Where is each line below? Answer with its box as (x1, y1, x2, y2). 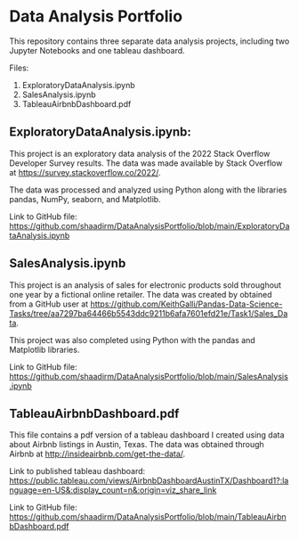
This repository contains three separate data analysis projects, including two (9, 36, 290, 46)
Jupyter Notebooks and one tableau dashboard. (9, 45, 185, 55)
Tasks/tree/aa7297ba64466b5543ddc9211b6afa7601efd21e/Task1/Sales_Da (9, 307, 288, 318)
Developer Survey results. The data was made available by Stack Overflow (9, 158, 283, 168)
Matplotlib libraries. (9, 344, 80, 355)
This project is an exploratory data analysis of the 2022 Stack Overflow (9, 148, 271, 159)
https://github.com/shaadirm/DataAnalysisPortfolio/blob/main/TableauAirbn (9, 511, 287, 522)
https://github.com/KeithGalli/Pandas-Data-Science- (90, 299, 283, 309)
